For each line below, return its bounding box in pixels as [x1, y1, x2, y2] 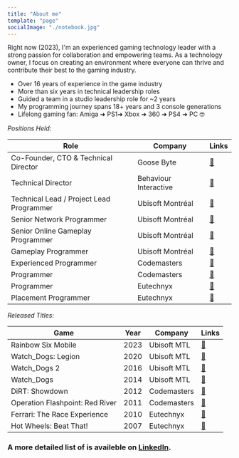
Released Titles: [7, 311, 55, 320]
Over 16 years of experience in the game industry [17, 80, 163, 88]
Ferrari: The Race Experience [11, 410, 109, 420]
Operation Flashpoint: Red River [11, 398, 117, 408]
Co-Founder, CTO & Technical [11, 153, 112, 163]
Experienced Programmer [11, 258, 97, 268]
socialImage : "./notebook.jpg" [7, 24, 100, 31]
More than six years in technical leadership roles [17, 87, 160, 96]
